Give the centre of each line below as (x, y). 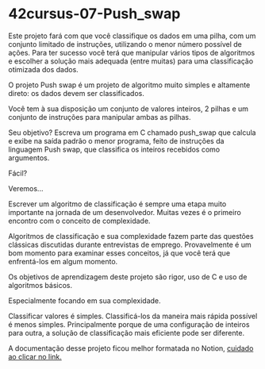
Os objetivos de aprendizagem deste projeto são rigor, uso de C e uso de (128, 277)
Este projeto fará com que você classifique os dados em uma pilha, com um (132, 36)
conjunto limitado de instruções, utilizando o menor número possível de (125, 44)
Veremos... (26, 188)
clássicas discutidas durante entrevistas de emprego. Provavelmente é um (130, 244)
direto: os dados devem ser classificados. (76, 93)
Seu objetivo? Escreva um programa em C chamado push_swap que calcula (132, 133)
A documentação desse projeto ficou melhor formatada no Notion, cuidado (131, 348)
